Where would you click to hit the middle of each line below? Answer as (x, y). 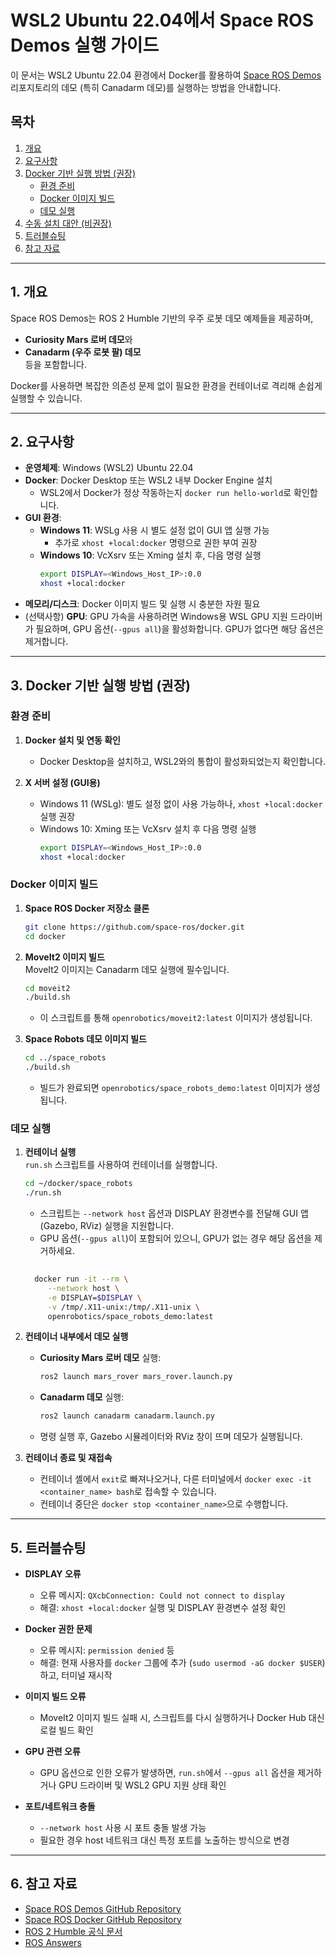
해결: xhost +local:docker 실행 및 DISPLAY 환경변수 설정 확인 (163, 1607)
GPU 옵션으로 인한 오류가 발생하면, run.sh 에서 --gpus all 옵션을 (167, 1772)
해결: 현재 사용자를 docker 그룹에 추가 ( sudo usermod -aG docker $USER (181, 1662)
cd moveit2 (47, 988)
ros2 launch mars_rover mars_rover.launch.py (136, 1377)
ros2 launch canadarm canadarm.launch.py (127, 1416)
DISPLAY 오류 (53, 1573)
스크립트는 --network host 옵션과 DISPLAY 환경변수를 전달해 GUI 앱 (174, 1213)
